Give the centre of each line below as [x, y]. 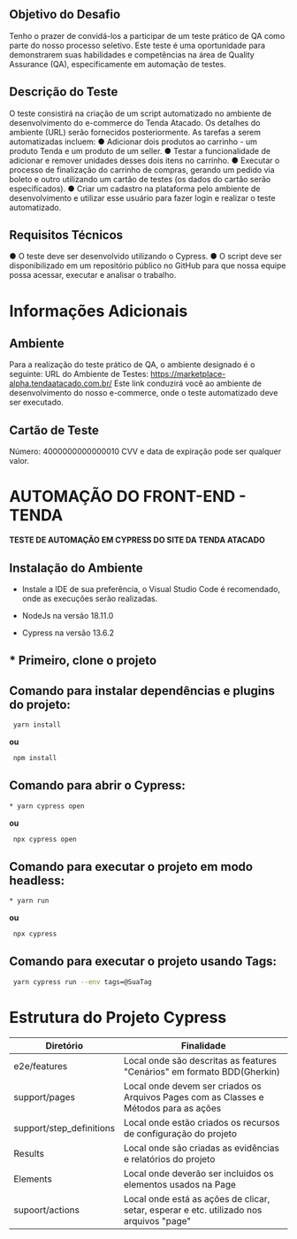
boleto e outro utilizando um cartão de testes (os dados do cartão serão [140, 179]
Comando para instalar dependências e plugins [142, 691]
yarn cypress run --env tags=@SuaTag [82, 981]
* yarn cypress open [47, 806]
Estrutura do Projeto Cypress [118, 1017]
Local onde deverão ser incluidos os [198, 1174]
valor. [19, 461]
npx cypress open [45, 839]
